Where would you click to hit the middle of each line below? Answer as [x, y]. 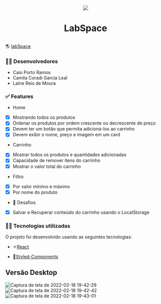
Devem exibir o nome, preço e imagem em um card [66, 135]
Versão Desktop [31, 273]
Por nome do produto [35, 192]
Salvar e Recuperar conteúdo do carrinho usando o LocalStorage [81, 212]
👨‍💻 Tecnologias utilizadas [38, 225]
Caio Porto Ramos [32, 72]
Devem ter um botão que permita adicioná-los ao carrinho [74, 129]
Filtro [18, 176]
